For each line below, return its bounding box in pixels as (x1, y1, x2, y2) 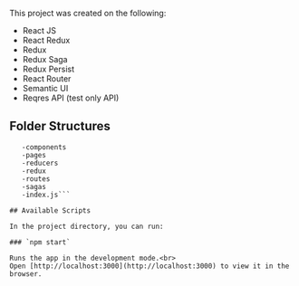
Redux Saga (22, 54, 68, 64)
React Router (22, 73, 72, 84)
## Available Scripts (9, 205, 92, 215)
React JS (22, 25, 57, 35)
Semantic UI (22, 83, 69, 93)
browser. (9, 269, 43, 279)
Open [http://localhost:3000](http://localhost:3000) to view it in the (9, 262, 290, 271)
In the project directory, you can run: (9, 222, 165, 231)
